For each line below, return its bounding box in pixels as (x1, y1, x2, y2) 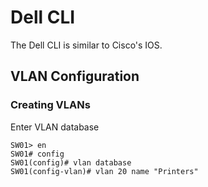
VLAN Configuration (10, 68, 140, 85)
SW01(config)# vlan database (10, 157, 132, 168)
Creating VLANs (10, 98, 91, 112)
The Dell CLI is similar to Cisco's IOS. (10, 39, 163, 51)
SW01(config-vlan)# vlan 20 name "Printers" (10, 166, 199, 176)
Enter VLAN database (10, 121, 100, 133)
